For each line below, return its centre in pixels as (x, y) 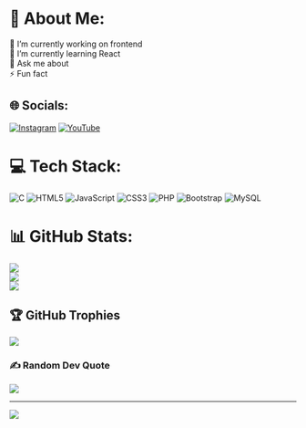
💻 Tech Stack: (66, 166)
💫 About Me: (57, 19)
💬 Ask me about (39, 63)
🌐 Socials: (39, 105)
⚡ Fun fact (29, 73)
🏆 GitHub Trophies (65, 315)
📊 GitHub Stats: (71, 236)
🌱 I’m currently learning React (65, 53)
